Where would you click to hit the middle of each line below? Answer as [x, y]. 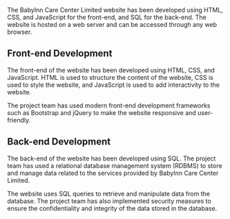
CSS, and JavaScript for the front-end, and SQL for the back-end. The [107, 17]
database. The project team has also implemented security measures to [109, 201]
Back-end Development [59, 142]
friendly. [19, 120]
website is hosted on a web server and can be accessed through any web [112, 24]
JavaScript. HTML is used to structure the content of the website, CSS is [111, 77]
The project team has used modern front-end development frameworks [109, 105]
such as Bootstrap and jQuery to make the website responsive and [102, 112]
